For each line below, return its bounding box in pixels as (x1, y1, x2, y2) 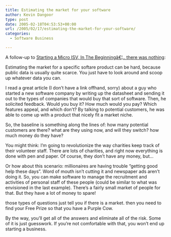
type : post (5, 17, 29, 22)
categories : (5, 31, 31, 36)
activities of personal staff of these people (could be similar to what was (5, 179, 157, 185)
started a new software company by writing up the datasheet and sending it (5, 90, 165, 96)
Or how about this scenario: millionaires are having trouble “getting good (5, 163, 158, 169)
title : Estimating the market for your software (5, 7, 111, 13)
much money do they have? (5, 132, 64, 138)
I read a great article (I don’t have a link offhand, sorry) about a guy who (5, 84, 157, 91)
